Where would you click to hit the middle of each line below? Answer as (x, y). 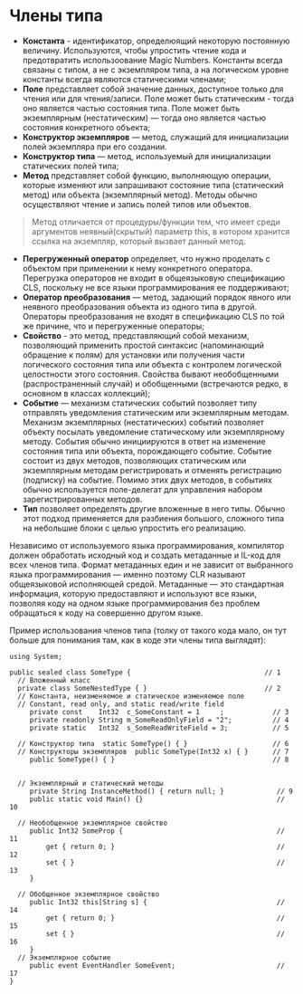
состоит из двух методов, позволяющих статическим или (134, 460)
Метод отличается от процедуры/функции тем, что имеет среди (156, 222)
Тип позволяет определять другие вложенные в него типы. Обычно (154, 509)
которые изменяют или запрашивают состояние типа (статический (153, 185)
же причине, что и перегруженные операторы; (114, 326)
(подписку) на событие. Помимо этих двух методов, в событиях (147, 480)
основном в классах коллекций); (86, 393)
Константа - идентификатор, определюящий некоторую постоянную (156, 41)
